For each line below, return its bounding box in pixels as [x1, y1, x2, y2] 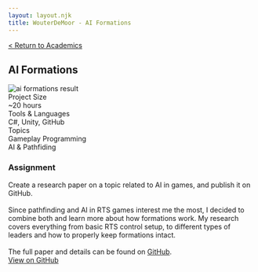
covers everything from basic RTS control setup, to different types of [8, 222, 231, 231]
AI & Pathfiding [8, 142, 56, 152]
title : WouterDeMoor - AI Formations [8, 19, 132, 27]
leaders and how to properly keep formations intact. [8, 230, 176, 240]
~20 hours [8, 101, 42, 110]
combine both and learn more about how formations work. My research [8, 213, 239, 222]
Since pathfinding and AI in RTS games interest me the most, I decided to [8, 205, 245, 215]
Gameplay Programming [8, 134, 87, 144]
